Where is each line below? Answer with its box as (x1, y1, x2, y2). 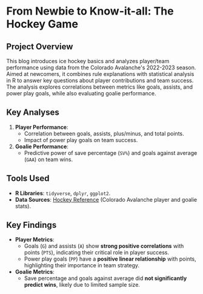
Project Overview (6, 41, 73, 52)
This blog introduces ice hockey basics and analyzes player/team (6, 58, 170, 64)
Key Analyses (6, 108, 59, 118)
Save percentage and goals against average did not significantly (24, 275, 187, 282)
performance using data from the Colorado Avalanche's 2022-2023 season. (6, 64, 196, 71)
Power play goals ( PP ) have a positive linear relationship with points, (24, 255, 197, 262)
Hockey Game (6, 17, 79, 31)
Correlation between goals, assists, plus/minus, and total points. (24, 129, 184, 137)
